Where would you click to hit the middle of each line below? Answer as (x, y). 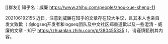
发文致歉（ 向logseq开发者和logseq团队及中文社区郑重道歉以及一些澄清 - (81, 24)
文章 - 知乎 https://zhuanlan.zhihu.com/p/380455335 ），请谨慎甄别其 (86, 30)
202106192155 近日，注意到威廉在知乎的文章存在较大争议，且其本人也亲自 (82, 18)
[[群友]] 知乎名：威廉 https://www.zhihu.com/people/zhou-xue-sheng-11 (80, 7)
